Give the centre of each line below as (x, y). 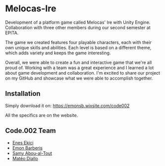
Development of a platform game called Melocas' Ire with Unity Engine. (78, 22)
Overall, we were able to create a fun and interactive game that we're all (79, 62)
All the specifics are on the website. (42, 115)
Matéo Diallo (25, 158)
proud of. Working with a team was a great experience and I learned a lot (80, 68)
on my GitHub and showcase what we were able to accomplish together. (79, 78)
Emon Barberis (27, 148)
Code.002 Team (30, 131)
